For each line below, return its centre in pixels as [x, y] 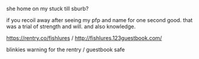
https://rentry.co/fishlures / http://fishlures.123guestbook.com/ [84, 38]
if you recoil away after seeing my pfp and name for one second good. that [99, 20]
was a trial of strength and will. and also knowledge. [71, 27]
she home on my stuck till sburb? [47, 9]
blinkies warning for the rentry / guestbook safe [66, 49]
